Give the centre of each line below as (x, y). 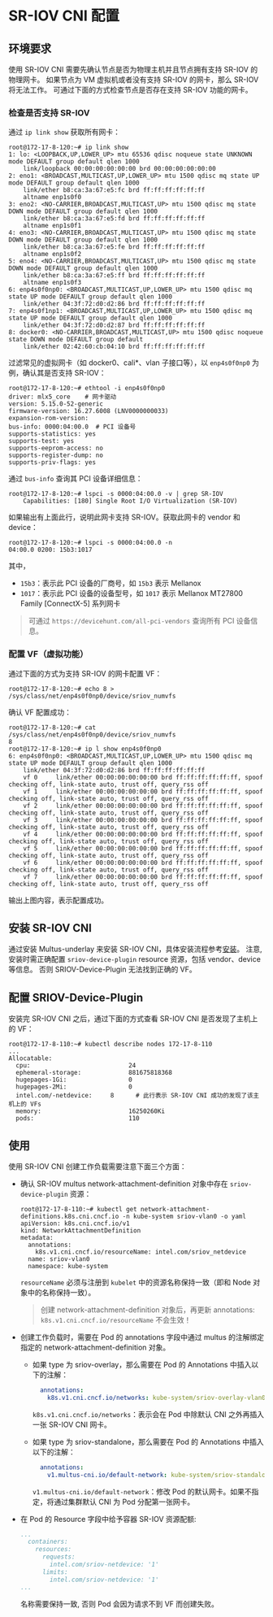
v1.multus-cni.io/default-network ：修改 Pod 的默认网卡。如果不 (142, 1491)
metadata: (37, 1238)
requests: (58, 1557)
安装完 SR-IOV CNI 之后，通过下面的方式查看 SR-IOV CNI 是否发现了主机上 (133, 1019)
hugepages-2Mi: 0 (74, 1087)
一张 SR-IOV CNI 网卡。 (72, 1424)
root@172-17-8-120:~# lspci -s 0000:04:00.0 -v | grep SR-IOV (116, 494)
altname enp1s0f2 (52, 254)
